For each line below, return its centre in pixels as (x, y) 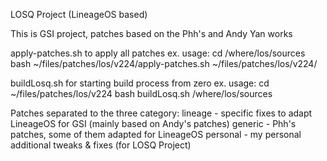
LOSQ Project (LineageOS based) (79, 14)
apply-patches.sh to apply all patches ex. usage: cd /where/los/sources (158, 53)
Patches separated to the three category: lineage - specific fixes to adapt (161, 113)
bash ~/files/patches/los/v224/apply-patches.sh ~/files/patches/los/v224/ (164, 63)
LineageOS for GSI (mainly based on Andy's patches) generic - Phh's (153, 123)
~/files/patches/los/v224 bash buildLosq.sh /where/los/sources (141, 93)
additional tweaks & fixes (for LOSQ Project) (101, 145)
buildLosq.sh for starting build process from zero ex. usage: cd (140, 83)
